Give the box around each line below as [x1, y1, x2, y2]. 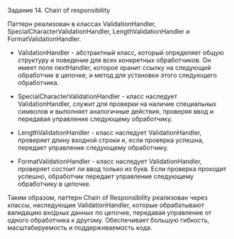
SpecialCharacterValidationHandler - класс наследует [17, 92, 177, 100]
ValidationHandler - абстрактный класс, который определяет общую [17, 49, 225, 57]
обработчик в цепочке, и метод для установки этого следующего [17, 71, 218, 79]
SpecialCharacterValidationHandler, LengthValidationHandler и [7, 28, 190, 35]
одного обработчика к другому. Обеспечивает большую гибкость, [7, 216, 210, 224]
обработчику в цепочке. [17, 180, 91, 188]
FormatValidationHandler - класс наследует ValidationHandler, [17, 157, 202, 165]
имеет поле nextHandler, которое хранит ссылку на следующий [17, 64, 211, 71]
